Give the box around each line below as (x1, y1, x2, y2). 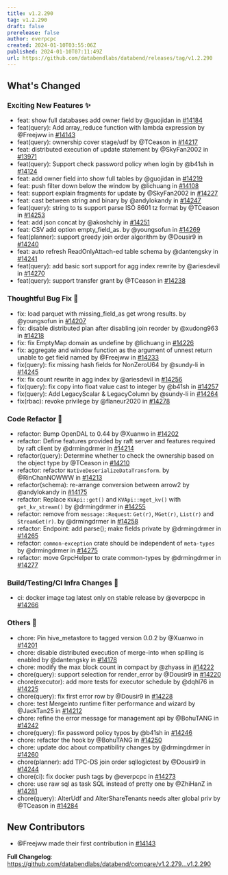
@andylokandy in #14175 (16, 488, 88, 496)
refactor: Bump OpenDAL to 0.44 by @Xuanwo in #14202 (16, 430, 179, 438)
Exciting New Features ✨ (7, 101, 91, 110)
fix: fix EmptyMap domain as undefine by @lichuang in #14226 (16, 338, 194, 347)
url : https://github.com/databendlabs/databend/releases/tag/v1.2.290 (7, 55, 213, 62)
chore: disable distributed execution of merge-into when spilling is (16, 648, 204, 656)
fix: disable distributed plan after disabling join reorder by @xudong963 (16, 324, 219, 332)
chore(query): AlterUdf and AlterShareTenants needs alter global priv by (16, 794, 220, 802)
